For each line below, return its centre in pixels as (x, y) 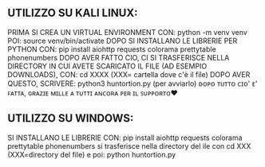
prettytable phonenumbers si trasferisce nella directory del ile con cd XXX (129, 146)
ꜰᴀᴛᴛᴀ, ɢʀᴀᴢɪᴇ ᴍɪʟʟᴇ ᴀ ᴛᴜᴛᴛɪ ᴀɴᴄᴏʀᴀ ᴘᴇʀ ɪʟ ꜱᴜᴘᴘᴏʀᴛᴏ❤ (93, 93)
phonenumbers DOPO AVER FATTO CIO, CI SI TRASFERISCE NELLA (119, 57)
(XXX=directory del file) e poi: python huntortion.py (92, 154)
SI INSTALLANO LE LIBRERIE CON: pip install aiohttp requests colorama (125, 138)
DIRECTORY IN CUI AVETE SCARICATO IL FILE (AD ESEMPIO (107, 66)
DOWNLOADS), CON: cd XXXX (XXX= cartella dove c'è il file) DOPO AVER (129, 74)
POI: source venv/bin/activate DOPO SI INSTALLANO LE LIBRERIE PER (123, 41)
